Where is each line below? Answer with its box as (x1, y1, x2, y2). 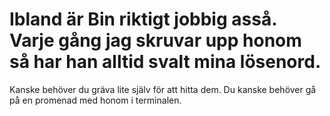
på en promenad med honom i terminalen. (9, 94, 182, 106)
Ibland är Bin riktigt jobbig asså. (9, 8, 277, 31)
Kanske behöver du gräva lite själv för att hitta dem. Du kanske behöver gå (9, 83, 317, 95)
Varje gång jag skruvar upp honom (9, 29, 302, 52)
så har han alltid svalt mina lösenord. (9, 51, 322, 73)
